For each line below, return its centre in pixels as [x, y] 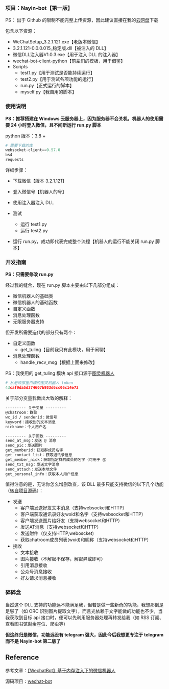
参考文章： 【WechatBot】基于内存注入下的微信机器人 [61, 670]
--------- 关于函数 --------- [36, 436]
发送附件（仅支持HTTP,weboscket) [57, 533]
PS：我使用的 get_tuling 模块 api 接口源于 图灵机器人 [60, 373]
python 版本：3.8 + [26, 136]
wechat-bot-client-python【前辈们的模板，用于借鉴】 [69, 61]
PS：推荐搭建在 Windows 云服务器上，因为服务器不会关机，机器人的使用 [82, 118]
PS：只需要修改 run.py [29, 275]
